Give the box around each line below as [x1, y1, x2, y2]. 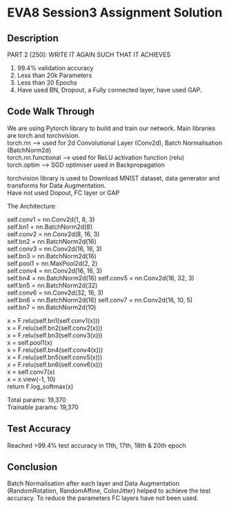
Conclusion [7, 461, 58, 473]
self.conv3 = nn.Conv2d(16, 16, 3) [7, 245, 102, 253]
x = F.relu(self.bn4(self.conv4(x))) [7, 346, 103, 354]
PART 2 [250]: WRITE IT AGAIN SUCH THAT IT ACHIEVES [7, 50, 171, 59]
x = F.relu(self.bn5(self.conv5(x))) [7, 353, 103, 361]
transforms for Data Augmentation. [7, 181, 106, 189]
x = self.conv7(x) [7, 367, 55, 376]
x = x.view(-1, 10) [7, 375, 56, 383]
